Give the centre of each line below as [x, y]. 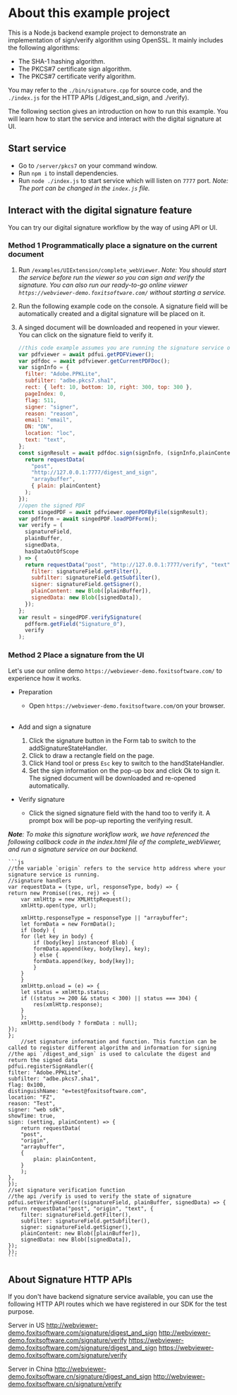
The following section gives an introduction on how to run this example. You [118, 111]
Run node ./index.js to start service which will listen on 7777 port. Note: [123, 180]
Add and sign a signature [55, 727]
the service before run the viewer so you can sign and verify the [111, 277]
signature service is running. [54, 875]
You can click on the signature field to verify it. [86, 334]
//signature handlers [40, 881]
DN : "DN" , [39, 427]
